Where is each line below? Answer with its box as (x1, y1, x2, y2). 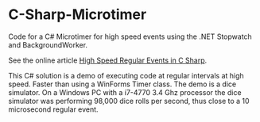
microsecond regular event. (8, 105, 99, 114)
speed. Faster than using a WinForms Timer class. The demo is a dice (8, 79, 237, 89)
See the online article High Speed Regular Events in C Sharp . (8, 55, 208, 65)
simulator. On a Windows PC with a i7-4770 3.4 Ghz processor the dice (8, 87, 242, 97)
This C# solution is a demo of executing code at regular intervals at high (8, 71, 244, 80)
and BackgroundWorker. (8, 40, 88, 49)
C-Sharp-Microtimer (8, 6, 147, 24)
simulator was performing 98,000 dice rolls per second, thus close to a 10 (8, 96, 250, 105)
